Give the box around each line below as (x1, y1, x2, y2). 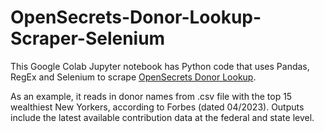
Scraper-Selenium (10, 27, 166, 50)
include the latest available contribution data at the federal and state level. (10, 111, 315, 123)
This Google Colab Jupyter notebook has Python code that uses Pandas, (10, 60, 310, 72)
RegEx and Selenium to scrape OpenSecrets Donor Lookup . (10, 71, 257, 83)
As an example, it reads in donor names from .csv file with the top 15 (10, 90, 293, 102)
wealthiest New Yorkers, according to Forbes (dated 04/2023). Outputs (10, 101, 305, 113)
